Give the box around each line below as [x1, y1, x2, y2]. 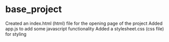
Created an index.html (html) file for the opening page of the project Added [5, 20, 163, 26]
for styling [5, 31, 27, 37]
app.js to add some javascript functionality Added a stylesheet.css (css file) [5, 25, 164, 31]
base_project [5, 4, 62, 15]
